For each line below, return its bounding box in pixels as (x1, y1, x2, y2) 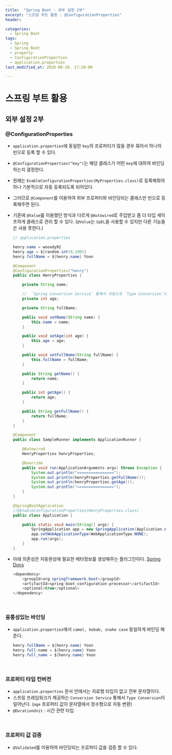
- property (10, 50, 33, 55)
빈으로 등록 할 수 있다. (12, 149, 57, 156)
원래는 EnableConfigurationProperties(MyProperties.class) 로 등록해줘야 (12, 178, 165, 184)
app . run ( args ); (31, 536, 64, 542)
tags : (5, 36, 17, 41)
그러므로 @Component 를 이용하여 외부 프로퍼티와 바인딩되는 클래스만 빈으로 (12, 195, 160, 201)
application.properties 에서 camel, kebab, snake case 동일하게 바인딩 (12, 626, 160, 632)
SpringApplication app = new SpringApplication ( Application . (31, 527, 165, 532)
